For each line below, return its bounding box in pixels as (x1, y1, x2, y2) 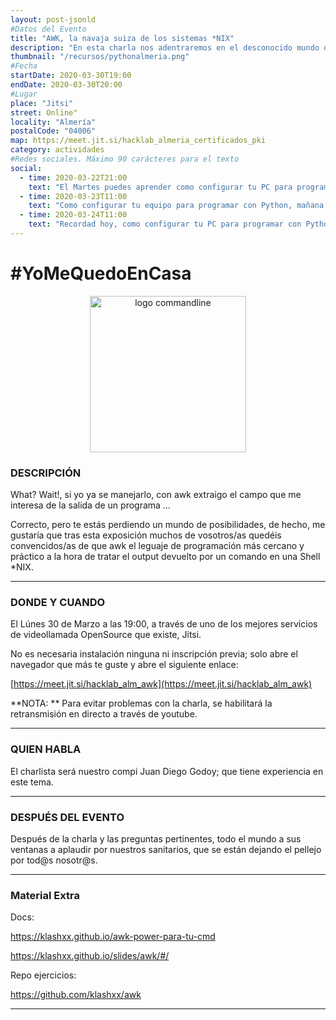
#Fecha (10, 61, 38, 71)
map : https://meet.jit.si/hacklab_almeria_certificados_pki (10, 136, 267, 146)
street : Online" (10, 107, 78, 118)
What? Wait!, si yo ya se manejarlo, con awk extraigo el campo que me (10, 489, 302, 501)
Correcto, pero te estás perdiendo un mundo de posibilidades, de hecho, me (10, 519, 326, 531)
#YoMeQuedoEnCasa (10, 262, 192, 285)
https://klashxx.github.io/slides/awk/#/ (10, 950, 170, 962)
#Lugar (10, 89, 38, 99)
